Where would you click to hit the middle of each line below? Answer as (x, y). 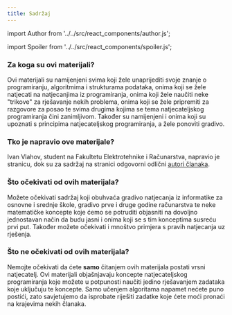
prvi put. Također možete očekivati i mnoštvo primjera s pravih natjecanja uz (116, 226)
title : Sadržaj (29, 13)
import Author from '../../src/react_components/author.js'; (89, 33)
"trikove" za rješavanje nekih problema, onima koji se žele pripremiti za (108, 102)
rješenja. (20, 234)
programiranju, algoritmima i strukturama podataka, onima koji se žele (107, 87)
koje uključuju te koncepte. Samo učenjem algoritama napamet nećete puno (115, 289)
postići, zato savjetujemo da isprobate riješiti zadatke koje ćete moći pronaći (116, 296)
